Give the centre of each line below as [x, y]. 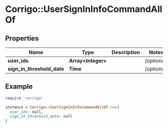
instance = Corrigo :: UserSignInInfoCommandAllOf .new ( [62, 107]
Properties [22, 38]
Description [126, 52]
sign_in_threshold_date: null [41, 116]
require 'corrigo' [24, 98]
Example [19, 87]
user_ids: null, [26, 112]
